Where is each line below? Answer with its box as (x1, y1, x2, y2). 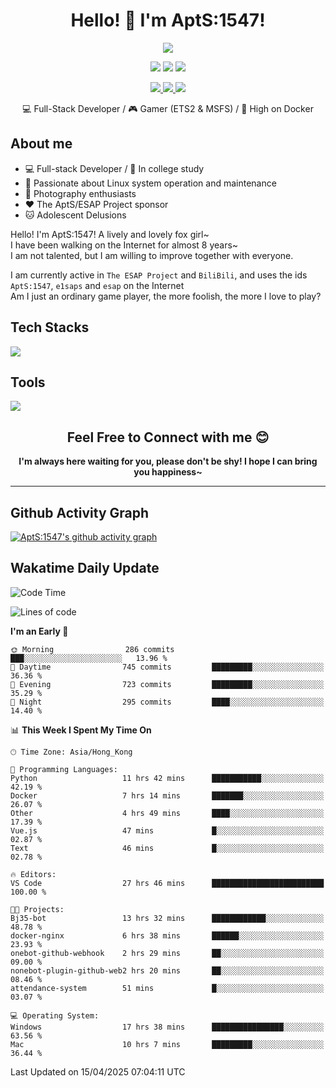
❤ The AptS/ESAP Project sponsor (24, 198, 169, 210)
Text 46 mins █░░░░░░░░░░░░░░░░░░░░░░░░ (10, 843, 325, 853)
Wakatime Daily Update (10, 560, 160, 577)
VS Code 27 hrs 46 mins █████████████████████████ (10, 878, 325, 888)
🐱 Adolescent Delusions (24, 209, 127, 221)
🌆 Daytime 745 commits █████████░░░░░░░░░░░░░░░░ (10, 662, 325, 672)
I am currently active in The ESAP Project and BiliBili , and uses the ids (10, 269, 308, 281)
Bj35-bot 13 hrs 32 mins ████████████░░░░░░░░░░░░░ (10, 913, 325, 923)
